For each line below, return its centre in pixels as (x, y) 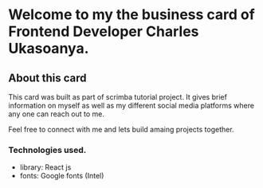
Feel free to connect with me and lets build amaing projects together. (121, 129)
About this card (47, 78)
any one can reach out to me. (57, 114)
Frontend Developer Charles (104, 31)
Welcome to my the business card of (131, 15)
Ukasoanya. (49, 49)
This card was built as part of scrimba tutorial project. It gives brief (118, 97)
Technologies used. (47, 150)
